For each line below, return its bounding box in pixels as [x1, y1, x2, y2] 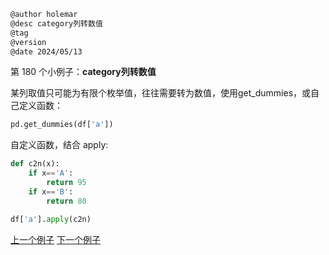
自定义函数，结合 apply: [10, 139, 109, 151]
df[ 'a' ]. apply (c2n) [10, 214, 92, 224]
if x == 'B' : [28, 186, 74, 197]
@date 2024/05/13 [10, 46, 83, 57]
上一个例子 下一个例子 [10, 233, 101, 245]
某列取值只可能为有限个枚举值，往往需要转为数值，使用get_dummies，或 [10, 87, 312, 99]
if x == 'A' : [28, 168, 74, 179]
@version [10, 37, 47, 47]
